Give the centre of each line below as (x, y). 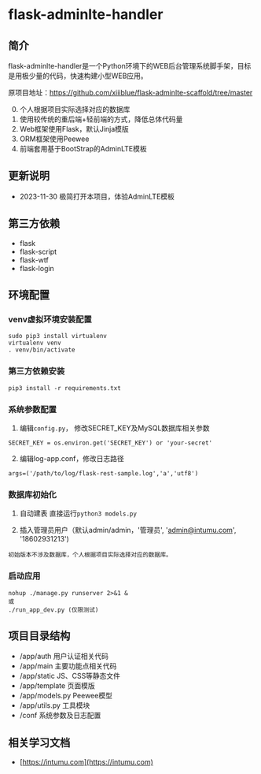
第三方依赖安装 (37, 371)
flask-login (37, 268)
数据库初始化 (33, 494)
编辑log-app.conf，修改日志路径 (72, 458)
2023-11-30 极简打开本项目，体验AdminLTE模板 (97, 196)
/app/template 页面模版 (57, 686)
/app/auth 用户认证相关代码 (64, 657)
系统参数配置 (33, 409)
